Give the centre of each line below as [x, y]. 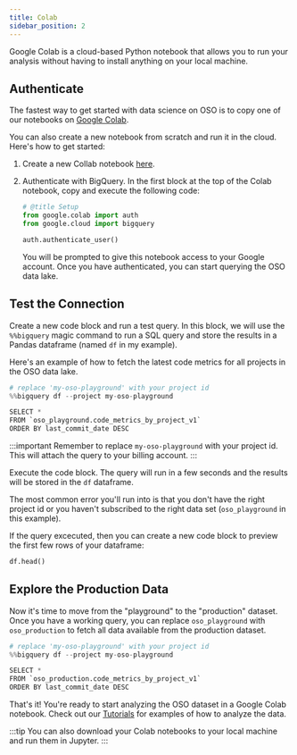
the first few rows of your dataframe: [77, 545]
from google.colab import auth [80, 215]
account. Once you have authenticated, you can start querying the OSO [153, 266]
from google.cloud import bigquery [88, 224]
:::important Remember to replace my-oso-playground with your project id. [144, 446]
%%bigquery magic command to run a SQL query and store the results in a [143, 335]
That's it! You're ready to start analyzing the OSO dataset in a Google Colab [148, 705]
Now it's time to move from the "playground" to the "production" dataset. [144, 611]
